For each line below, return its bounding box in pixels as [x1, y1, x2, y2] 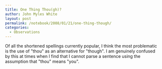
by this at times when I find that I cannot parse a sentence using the [5, 53, 141, 59]
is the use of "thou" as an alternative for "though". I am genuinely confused [5, 48, 156, 54]
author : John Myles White [5, 12, 57, 17]
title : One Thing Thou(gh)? [5, 7, 62, 12]
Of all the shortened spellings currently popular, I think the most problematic [5, 43, 158, 49]
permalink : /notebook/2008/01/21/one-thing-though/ [5, 20, 112, 26]
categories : [5, 25, 29, 30]
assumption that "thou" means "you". [5, 59, 80, 64]
